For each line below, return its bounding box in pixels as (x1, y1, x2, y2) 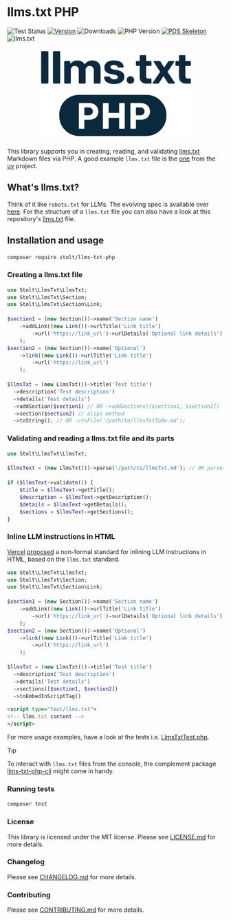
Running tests (7, 784, 55, 793)
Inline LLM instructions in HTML (7, 532, 115, 542)
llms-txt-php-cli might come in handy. (7, 767, 115, 775)
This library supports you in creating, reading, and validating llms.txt (7, 147, 200, 155)
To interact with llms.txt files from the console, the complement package (7, 759, 217, 768)
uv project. (7, 161, 38, 170)
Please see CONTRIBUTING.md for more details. (7, 906, 144, 914)
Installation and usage (7, 235, 104, 247)
